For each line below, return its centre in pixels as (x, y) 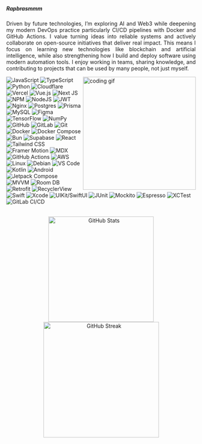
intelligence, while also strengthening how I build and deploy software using (101, 55)
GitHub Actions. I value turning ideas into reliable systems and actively (101, 36)
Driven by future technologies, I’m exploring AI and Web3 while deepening (101, 23)
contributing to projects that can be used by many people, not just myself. (98, 68)
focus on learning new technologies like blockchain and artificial (101, 49)
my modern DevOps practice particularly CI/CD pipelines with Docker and (101, 30)
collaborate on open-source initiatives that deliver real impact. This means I (101, 43)
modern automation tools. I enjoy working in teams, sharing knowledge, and (101, 62)
